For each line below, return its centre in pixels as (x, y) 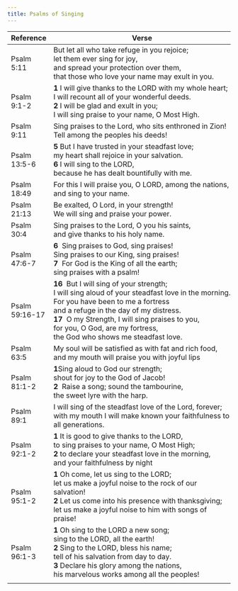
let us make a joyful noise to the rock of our (125, 483)
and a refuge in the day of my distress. (117, 310)
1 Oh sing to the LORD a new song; (111, 530)
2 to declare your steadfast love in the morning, (132, 454)
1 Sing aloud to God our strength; (108, 368)
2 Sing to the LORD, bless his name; (112, 548)
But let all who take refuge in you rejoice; (121, 50)
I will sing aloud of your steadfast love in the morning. (142, 293)
